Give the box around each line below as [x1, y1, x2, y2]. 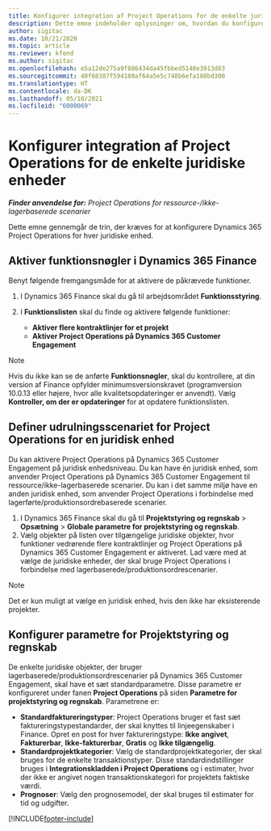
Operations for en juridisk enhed [8, 433, 175, 447]
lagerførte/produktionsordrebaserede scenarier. [8, 497, 168, 507]
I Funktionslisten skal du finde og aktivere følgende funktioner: [19, 306, 231, 316]
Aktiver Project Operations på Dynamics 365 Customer [31, 331, 221, 340]
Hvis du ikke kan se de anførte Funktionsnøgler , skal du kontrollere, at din [8, 371, 256, 381]
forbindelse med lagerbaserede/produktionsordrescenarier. [19, 564, 218, 574]
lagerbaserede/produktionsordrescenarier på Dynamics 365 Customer [8, 670, 243, 680]
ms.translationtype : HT [8, 79, 89, 87]
